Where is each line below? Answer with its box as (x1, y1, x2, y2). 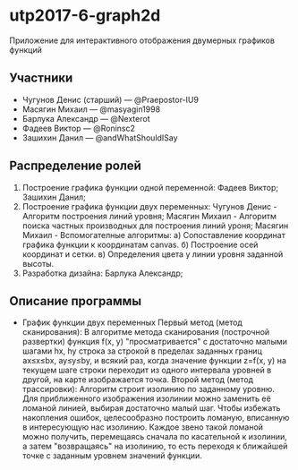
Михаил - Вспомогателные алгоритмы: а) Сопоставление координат (21, 229, 286, 240)
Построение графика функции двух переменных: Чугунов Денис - (21, 201, 277, 211)
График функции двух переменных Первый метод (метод (21, 317, 243, 328)
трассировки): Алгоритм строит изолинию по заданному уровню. (21, 384, 275, 395)
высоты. (21, 258, 55, 269)
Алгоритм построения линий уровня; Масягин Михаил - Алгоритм (21, 210, 277, 221)
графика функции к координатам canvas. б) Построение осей (21, 239, 259, 250)
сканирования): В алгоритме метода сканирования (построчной (21, 327, 270, 338)
